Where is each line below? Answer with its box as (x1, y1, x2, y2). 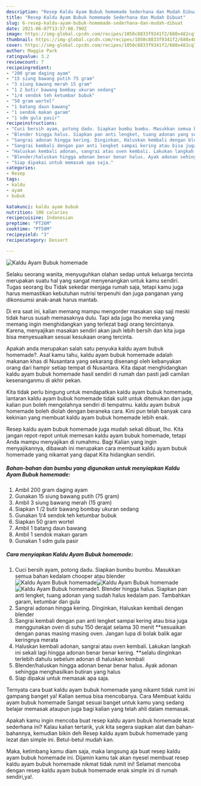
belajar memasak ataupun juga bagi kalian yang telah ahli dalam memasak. (6, 705, 190, 712)
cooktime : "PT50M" (6, 226, 52, 232)
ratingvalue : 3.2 (6, 53, 50, 59)
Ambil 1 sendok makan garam (14, 530, 88, 538)
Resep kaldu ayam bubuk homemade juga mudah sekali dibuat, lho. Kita (6, 425, 184, 433)
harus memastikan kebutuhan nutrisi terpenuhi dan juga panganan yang (6, 289, 184, 297)
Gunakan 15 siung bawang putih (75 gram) (14, 493, 120, 500)
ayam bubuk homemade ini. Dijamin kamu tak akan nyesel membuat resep (6, 754, 190, 761)
